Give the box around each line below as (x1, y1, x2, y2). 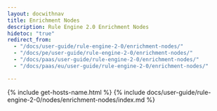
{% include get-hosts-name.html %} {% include (7, 88, 145, 96)
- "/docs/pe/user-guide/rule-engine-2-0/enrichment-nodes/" (13, 50, 193, 57)
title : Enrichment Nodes (7, 17, 80, 24)
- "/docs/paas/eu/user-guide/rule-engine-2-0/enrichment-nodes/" (13, 63, 209, 70)
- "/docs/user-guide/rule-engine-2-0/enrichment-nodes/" (13, 43, 184, 50)
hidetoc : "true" (7, 30, 55, 37)
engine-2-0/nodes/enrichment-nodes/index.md (7, 96, 145, 104)
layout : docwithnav (7, 10, 65, 18)
